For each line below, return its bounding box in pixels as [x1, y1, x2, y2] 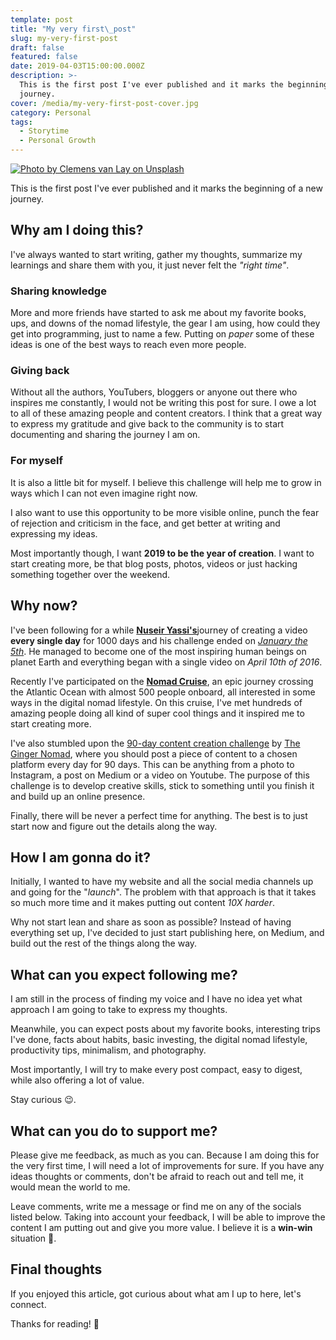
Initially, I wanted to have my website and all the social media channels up [10, 876, 314, 888]
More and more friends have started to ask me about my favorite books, [10, 307, 307, 319]
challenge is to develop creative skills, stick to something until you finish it [10, 779, 315, 791]
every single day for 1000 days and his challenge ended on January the [10, 634, 308, 646]
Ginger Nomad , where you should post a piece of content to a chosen [10, 747, 298, 760]
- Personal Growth [19, 136, 97, 146]
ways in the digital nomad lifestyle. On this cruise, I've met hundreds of [10, 696, 303, 708]
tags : [10, 117, 33, 127]
